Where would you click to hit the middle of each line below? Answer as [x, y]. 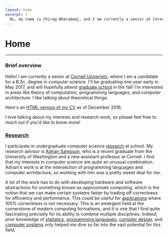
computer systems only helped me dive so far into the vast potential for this [83, 225]
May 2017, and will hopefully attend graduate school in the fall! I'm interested [84, 87]
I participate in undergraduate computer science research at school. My [79, 146]
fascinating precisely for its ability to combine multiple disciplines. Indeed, [81, 214]
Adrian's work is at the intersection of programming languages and [74, 167]
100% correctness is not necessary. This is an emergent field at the [74, 203]
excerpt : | [16, 14]
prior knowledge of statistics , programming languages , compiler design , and [84, 219]
